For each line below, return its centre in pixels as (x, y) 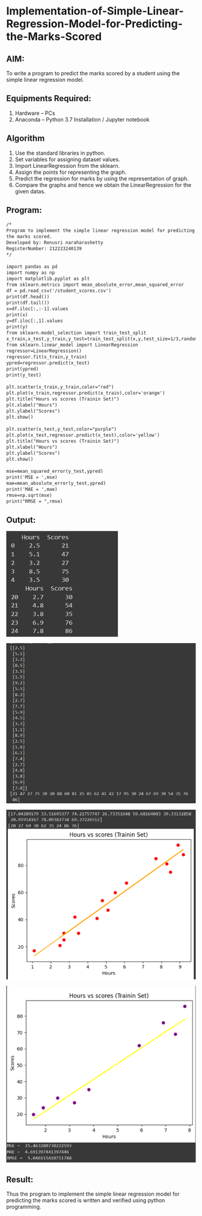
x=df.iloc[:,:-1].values (37, 309)
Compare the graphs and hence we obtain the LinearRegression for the (103, 185)
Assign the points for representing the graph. (71, 172)
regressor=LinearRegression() (44, 351)
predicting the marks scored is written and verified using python (86, 1200)
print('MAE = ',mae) (32, 489)
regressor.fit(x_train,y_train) (47, 357)
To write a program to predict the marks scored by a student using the (93, 73)
